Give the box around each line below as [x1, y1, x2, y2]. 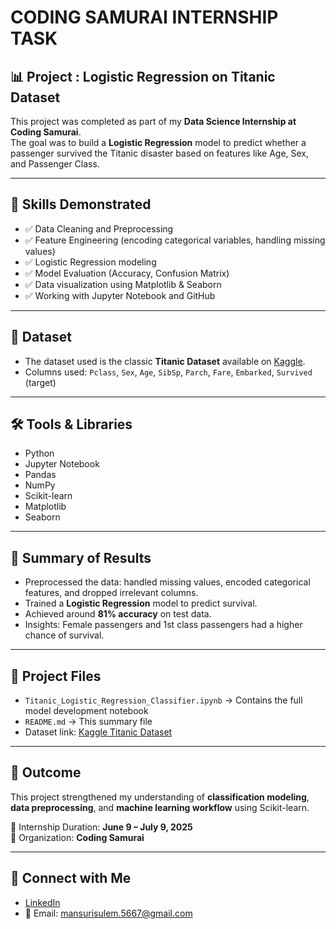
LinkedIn [24, 896, 61, 908]
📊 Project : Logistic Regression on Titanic [10, 68, 276, 85]
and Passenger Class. [10, 158, 100, 170]
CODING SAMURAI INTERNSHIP [10, 6, 279, 29]
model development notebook [24, 705, 149, 717]
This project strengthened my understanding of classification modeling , [10, 791, 310, 803]
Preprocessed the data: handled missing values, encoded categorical [24, 576, 311, 588]
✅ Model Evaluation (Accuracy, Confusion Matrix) [24, 267, 230, 279]
